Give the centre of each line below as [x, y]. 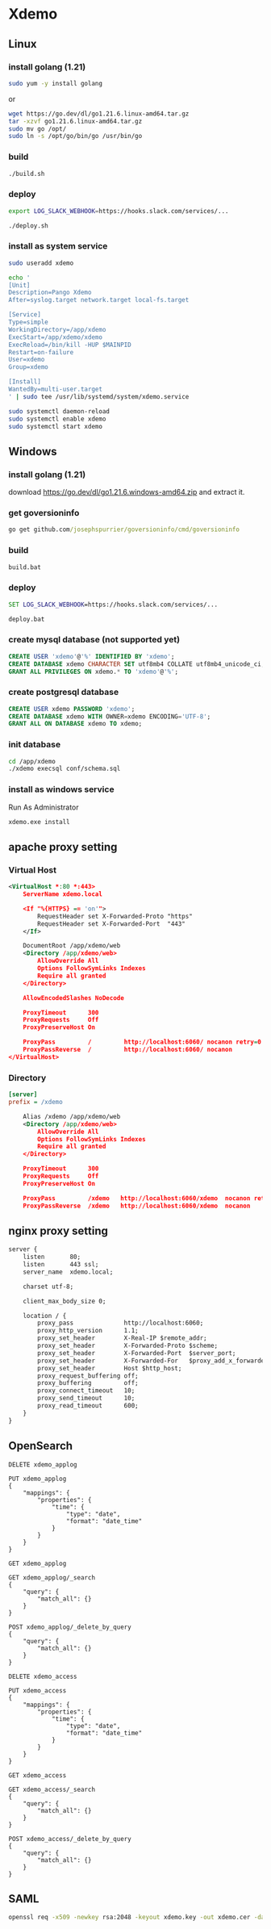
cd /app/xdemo [32, 761]
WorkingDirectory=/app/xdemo [57, 329]
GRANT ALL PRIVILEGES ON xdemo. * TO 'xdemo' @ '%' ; [94, 672]
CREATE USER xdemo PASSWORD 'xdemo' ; [72, 709]
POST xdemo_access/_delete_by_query [70, 1839]
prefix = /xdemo [35, 1103]
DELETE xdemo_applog [43, 1465]
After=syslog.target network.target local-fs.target [99, 300]
